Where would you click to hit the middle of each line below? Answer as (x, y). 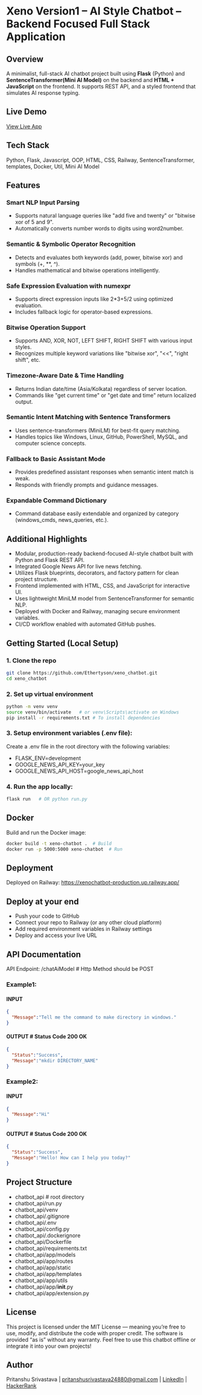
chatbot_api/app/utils (41, 1280)
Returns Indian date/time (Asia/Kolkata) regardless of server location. (101, 388)
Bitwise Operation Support (46, 327)
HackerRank (22, 1386)
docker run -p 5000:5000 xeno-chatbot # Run (64, 849)
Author (20, 1364)
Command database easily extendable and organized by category (97, 514)
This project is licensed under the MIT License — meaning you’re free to (96, 1327)
